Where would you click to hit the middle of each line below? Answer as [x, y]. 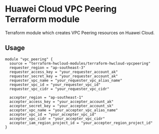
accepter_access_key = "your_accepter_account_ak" [62, 101]
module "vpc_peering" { [29, 59]
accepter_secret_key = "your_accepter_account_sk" [62, 106]
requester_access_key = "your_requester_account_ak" [64, 72]
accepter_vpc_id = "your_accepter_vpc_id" [53, 114]
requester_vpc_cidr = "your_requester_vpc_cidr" [59, 89]
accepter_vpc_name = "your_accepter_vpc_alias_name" [64, 110]
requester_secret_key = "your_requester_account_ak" [64, 76]
